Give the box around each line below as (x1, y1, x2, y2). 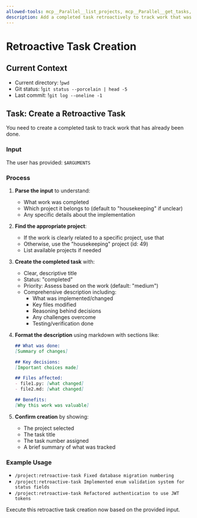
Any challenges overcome (32, 313, 96, 320)
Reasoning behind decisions (32, 307, 102, 314)
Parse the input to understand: (14, 187, 91, 194)
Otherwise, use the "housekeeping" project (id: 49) (23, 240, 148, 247)
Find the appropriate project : (14, 223, 87, 230)
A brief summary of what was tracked (23, 443, 116, 451)
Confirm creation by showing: (14, 413, 89, 420)
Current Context (6, 63, 67, 73)
